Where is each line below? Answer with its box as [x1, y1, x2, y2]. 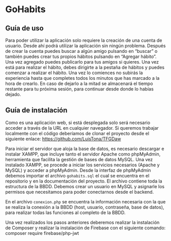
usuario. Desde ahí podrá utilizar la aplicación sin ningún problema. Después [5, 43, 166, 49]
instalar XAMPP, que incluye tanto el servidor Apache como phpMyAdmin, [5, 151, 161, 157]
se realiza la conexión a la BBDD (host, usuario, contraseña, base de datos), [5, 204, 164, 210]
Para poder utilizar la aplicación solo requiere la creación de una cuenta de [5, 37, 162, 43]
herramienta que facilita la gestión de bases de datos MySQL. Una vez [5, 156, 153, 162]
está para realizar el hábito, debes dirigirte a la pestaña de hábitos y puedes [5, 65, 164, 70]
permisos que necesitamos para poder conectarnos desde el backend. [5, 189, 154, 195]
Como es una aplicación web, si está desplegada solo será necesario [5, 119, 151, 126]
